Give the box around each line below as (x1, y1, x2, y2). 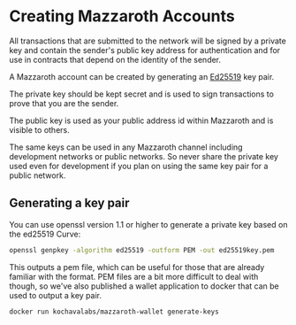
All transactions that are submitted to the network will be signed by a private (9, 35, 287, 46)
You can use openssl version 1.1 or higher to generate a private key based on (9, 219, 288, 229)
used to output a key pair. (9, 290, 102, 300)
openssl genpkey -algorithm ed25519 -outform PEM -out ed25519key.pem (9, 245, 275, 254)
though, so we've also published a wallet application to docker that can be (9, 281, 280, 291)
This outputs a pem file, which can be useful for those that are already (9, 261, 265, 272)
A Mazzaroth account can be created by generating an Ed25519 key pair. (9, 71, 275, 81)
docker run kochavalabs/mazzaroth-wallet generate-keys (9, 307, 219, 316)
